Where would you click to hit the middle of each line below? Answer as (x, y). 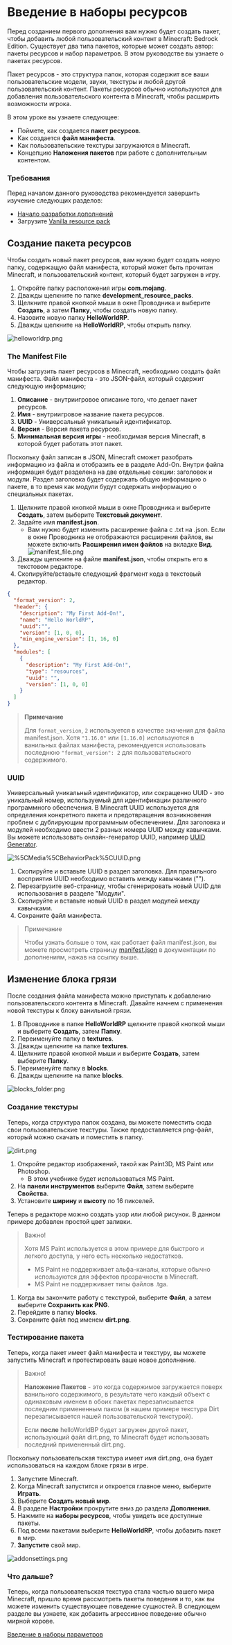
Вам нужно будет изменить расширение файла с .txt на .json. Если (126, 530)
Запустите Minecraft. (48, 1478)
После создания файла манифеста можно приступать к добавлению (109, 996)
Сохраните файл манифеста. (60, 916)
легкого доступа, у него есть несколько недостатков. (104, 1256)
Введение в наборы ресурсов (98, 12)
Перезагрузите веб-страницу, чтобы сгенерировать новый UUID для (119, 886)
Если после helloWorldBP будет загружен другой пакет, (106, 1429)
